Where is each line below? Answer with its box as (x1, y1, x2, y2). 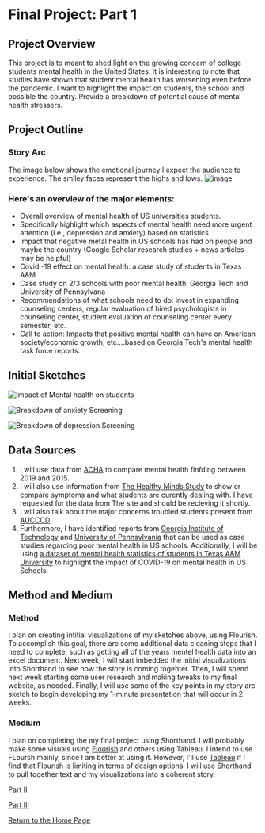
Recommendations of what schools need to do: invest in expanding (19, 295, 240, 304)
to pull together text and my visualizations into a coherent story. (8, 769, 216, 778)
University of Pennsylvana (19, 287, 106, 296)
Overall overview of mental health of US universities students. (19, 211, 221, 220)
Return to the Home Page (8, 815, 91, 825)
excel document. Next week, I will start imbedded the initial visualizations (8, 655, 247, 665)
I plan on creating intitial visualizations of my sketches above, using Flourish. (8, 630, 258, 640)
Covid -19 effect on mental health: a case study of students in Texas (19, 262, 242, 271)
